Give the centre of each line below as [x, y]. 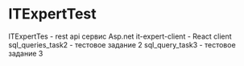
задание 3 [26, 53]
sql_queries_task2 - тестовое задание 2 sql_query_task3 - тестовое [122, 44]
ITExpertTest [52, 14]
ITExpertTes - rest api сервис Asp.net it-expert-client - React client [120, 36]
